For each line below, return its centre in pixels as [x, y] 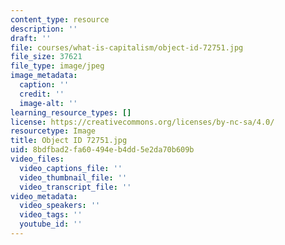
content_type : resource [60, 19]
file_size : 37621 [46, 57]
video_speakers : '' [60, 206]
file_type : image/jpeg [57, 66]
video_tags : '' [51, 215]
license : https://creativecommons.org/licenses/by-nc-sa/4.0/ [142, 122]
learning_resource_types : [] [71, 112]
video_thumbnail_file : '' [73, 177]
